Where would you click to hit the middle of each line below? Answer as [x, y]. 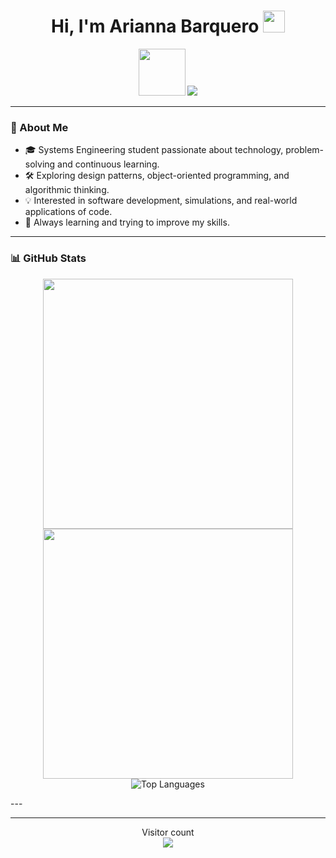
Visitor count [168, 832]
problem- [305, 150]
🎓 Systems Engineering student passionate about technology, [154, 150]
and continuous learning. [108, 164]
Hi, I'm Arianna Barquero [155, 26]
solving [40, 164]
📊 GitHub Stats [48, 258]
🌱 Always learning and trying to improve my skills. [127, 222]
